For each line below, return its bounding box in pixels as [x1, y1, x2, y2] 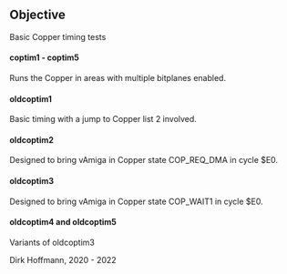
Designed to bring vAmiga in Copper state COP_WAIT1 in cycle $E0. [9, 196, 263, 207]
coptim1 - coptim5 [9, 52, 80, 63]
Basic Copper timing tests [9, 31, 107, 42]
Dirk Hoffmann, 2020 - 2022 [9, 254, 117, 265]
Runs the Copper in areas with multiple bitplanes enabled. [9, 73, 226, 84]
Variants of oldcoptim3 [9, 237, 96, 248]
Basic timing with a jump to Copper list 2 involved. [9, 114, 198, 125]
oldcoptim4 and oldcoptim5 [9, 217, 117, 228]
